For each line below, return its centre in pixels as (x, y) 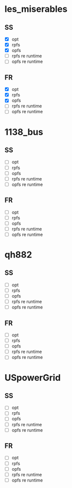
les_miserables (36, 9)
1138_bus (24, 132)
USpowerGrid (33, 377)
